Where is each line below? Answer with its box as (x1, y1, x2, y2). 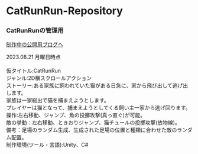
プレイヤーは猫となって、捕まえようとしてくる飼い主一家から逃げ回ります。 (6, 104, 191, 111)
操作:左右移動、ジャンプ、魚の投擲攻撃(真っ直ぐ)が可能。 (6, 111, 146, 119)
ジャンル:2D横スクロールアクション (6, 75, 92, 82)
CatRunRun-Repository (6, 4, 123, 18)
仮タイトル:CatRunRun (6, 67, 61, 75)
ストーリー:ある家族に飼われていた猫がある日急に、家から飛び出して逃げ (6, 82, 183, 89)
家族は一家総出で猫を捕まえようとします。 (6, 97, 109, 104)
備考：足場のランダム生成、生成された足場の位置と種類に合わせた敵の (6, 126, 177, 134)
